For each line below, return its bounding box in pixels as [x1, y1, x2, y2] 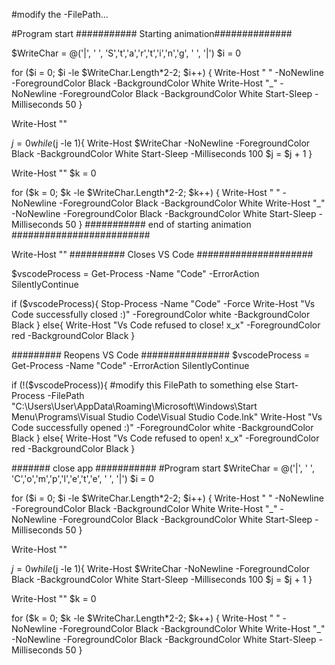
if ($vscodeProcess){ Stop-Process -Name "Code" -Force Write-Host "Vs [11, 298, 316, 309]
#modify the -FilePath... [11, 9, 109, 20]
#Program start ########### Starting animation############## [11, 28, 293, 39]
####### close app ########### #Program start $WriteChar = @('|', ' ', [11, 462, 315, 474]
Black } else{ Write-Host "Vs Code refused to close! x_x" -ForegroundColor [11, 319, 321, 331]
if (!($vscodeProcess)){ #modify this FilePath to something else [11, 379, 273, 391]
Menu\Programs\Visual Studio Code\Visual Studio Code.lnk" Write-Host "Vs [11, 411, 323, 423]
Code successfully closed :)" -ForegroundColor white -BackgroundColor [11, 309, 311, 320]
